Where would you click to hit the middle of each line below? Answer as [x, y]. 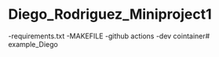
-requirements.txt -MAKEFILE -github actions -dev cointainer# [109, 36]
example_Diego [33, 44]
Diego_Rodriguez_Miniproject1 [110, 14]
